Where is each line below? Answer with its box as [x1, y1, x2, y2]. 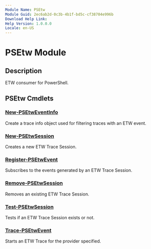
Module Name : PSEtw [5, 7, 45, 12]
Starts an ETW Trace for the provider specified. [5, 238, 101, 244]
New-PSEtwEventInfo [5, 109, 58, 116]
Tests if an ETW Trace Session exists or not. [5, 215, 95, 220]
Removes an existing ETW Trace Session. [5, 191, 90, 197]
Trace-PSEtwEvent [5, 227, 52, 234]
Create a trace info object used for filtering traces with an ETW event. [5, 120, 147, 126]
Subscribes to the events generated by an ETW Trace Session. [5, 167, 132, 173]
